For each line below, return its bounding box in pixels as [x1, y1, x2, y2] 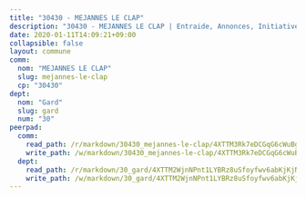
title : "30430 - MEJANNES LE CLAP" [9, 13, 145, 23]
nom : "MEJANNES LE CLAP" [17, 64, 112, 74]
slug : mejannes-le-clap [17, 73, 107, 82]
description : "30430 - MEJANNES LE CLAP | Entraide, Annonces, [9, 22, 255, 31]
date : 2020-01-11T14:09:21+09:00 [9, 30, 137, 39]
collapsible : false [9, 38, 84, 48]
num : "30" [17, 114, 55, 123]
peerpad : [9, 123, 43, 133]
